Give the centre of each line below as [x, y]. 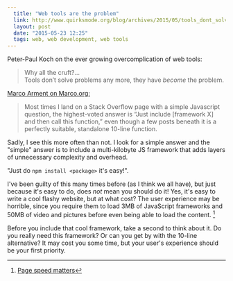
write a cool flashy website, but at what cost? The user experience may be [113, 199]
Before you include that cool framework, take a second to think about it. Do [114, 228]
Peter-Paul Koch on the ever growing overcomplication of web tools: [105, 59]
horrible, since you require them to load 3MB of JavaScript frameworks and [115, 206]
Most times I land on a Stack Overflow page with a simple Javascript [122, 107]
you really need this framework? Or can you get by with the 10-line [102, 235]
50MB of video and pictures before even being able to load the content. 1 [111, 214]
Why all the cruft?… [52, 73]
